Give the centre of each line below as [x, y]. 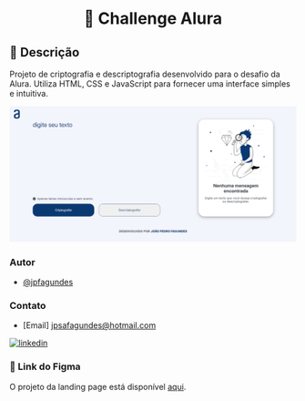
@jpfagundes [48, 283]
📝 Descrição [45, 52]
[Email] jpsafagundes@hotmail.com [89, 325]
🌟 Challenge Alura [153, 19]
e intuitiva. [29, 93]
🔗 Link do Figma [45, 366]
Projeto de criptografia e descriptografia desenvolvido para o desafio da [145, 74]
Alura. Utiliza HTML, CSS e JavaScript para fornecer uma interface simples [150, 84]
